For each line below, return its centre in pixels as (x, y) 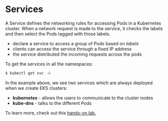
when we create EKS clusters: (36, 88)
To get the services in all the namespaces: (49, 64)
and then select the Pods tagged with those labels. (58, 34)
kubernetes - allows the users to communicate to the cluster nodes (83, 98)
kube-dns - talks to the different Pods (52, 103)
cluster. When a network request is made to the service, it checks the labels (84, 28)
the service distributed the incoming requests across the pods (77, 54)
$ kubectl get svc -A (28, 73)
